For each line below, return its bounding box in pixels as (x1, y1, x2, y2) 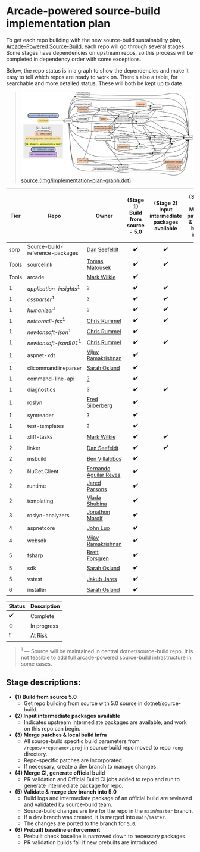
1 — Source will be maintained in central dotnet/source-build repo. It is (20, 647, 193, 654)
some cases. (20, 660, 52, 667)
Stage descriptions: (6, 678, 82, 688)
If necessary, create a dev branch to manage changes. (23, 763, 158, 770)
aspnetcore (27, 525, 55, 532)
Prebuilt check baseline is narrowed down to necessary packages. (23, 832, 187, 839)
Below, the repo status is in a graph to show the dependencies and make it (6, 67, 189, 74)
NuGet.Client (27, 468, 59, 475)
